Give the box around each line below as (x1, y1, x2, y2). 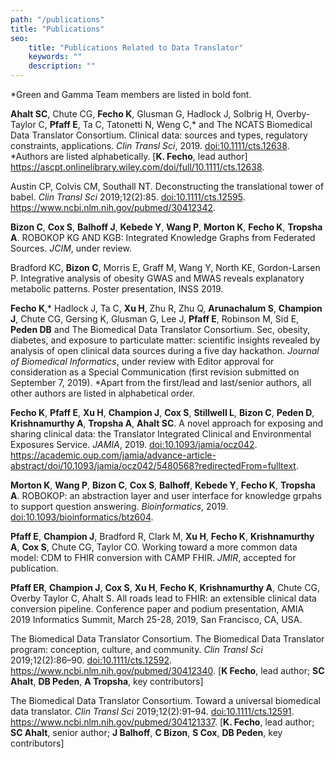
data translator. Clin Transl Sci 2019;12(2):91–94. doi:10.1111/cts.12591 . (10, 706, 295, 717)
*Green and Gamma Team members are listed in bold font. (10, 89, 252, 100)
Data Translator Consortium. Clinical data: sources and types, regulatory (10, 129, 308, 141)
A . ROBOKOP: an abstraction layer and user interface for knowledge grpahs (10, 490, 323, 501)
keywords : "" (28, 52, 83, 62)
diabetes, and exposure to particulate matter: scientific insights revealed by (10, 334, 321, 346)
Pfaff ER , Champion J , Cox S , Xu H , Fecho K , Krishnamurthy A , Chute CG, (10, 582, 320, 593)
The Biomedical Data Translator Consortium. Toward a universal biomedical (10, 695, 321, 706)
